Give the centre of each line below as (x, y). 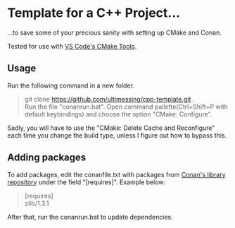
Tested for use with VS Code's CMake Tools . (72, 46)
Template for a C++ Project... (94, 13)
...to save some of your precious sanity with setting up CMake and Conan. (114, 32)
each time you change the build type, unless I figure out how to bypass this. (117, 135)
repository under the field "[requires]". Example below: (87, 182)
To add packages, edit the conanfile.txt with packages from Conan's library (117, 174)
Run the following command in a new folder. (71, 85)
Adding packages (47, 158)
